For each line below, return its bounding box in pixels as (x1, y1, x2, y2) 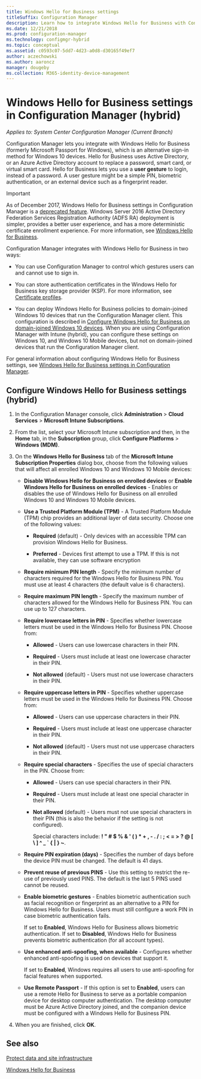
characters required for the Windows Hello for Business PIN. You (23, 575, 184, 581)
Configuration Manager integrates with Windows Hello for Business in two (6, 245, 188, 252)
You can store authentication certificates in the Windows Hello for (14, 281, 178, 288)
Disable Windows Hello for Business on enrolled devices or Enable (23, 477, 193, 484)
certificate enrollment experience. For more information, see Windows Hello (6, 227, 193, 234)
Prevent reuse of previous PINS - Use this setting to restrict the (23, 869, 181, 876)
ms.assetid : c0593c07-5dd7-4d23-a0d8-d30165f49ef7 (6, 48, 135, 54)
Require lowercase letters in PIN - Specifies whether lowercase (23, 617, 182, 624)
